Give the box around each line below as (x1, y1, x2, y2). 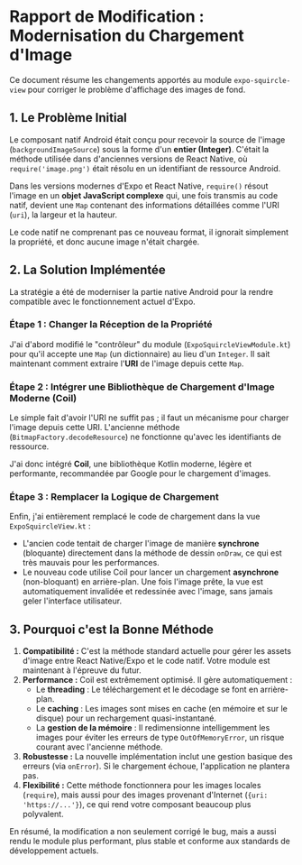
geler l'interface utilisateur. (22, 595, 123, 606)
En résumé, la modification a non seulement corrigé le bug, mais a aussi (9, 826, 277, 837)
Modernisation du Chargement (9, 25, 245, 46)
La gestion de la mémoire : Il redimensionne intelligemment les (35, 722, 270, 733)
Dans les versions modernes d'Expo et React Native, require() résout (9, 180, 269, 191)
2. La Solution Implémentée (9, 262, 167, 278)
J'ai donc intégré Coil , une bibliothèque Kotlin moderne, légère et (9, 458, 252, 470)
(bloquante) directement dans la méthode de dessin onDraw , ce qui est (22, 548, 282, 558)
